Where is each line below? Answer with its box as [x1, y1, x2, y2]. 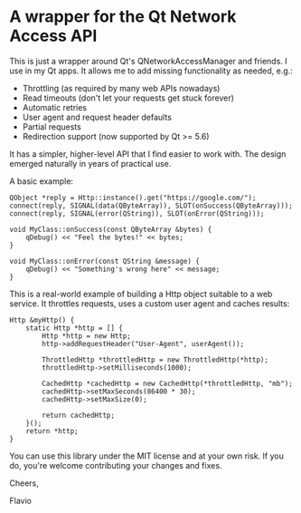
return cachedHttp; [42, 411, 116, 420]
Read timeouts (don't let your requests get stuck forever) [22, 92, 235, 103]
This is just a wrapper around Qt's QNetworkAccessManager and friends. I [9, 55, 287, 66]
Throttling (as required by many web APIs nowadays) [22, 82, 221, 93]
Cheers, [9, 478, 39, 489]
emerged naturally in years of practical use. [9, 158, 172, 169]
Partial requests [22, 121, 81, 132]
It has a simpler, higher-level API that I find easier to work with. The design [9, 148, 287, 160]
